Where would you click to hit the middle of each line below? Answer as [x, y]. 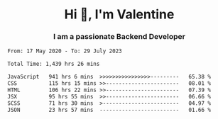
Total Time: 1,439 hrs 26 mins [54, 64]
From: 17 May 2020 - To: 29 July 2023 [65, 51]
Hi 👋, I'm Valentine [119, 15]
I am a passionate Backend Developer [119, 37]
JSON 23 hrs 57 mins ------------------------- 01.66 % [109, 110]
